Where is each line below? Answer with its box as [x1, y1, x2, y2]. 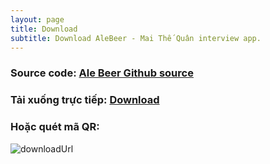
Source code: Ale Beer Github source [10, 66, 194, 80]
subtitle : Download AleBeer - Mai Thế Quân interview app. [10, 33, 262, 43]
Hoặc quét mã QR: [10, 120, 100, 134]
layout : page [10, 14, 65, 25]
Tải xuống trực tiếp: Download [10, 93, 160, 107]
